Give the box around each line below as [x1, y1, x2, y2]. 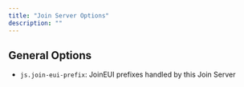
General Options [8, 49, 92, 62]
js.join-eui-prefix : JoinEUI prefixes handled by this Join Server [19, 69, 236, 80]
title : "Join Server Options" [8, 11, 110, 20]
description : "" [8, 19, 63, 27]
